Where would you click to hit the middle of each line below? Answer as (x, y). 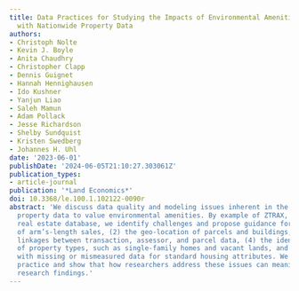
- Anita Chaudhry (41, 59)
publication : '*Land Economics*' (71, 191)
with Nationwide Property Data (75, 26)
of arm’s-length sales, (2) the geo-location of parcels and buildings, (155, 232)
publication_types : (45, 174)
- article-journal (43, 183)
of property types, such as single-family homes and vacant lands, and (153, 248)
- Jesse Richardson (45, 125)
